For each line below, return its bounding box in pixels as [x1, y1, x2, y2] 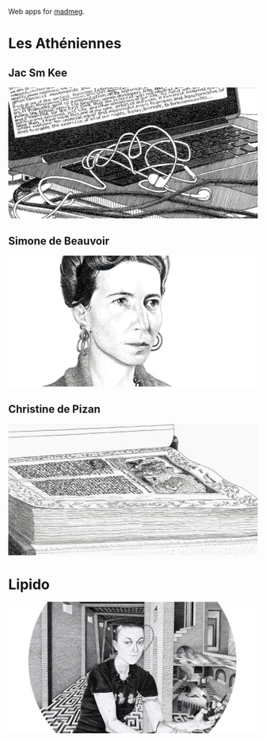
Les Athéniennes [8, 35, 122, 52]
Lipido [8, 575, 50, 594]
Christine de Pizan [8, 402, 101, 416]
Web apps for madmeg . [8, 7, 85, 16]
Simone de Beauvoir [8, 234, 109, 248]
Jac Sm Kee [8, 66, 67, 79]
